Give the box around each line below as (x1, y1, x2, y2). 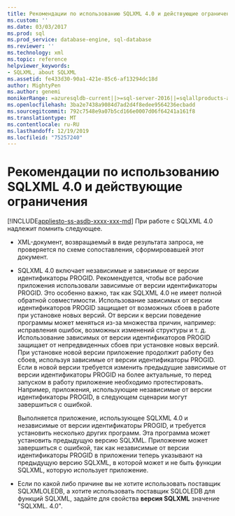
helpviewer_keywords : (7, 62, 71, 69)
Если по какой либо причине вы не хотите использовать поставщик (17, 480, 221, 488)
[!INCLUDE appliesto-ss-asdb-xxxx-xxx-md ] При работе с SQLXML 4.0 (7, 217, 213, 225)
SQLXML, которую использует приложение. (17, 466, 149, 475)
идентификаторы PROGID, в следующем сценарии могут (17, 393, 187, 401)
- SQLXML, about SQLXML (7, 69, 77, 76)
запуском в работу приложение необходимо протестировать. (17, 378, 204, 386)
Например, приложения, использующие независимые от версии (17, 386, 212, 394)
